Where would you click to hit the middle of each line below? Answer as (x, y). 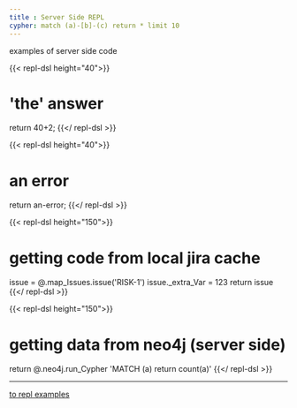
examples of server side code (63, 50)
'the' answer (57, 103)
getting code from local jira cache (135, 258)
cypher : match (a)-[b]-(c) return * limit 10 (94, 26)
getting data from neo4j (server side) (148, 344)
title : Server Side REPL (57, 17)
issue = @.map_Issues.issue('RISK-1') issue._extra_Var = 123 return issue (141, 283)
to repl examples (40, 395)
